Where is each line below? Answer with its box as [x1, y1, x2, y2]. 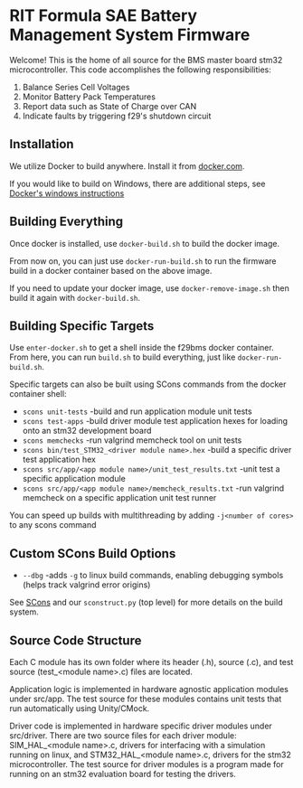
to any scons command [9, 520, 97, 530]
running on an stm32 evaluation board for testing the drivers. [9, 769, 237, 779]
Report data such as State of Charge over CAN [22, 100, 197, 111]
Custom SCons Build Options [9, 546, 176, 561]
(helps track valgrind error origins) [22, 579, 151, 590]
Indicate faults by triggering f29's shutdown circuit [22, 110, 212, 121]
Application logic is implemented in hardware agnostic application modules [9, 684, 289, 694]
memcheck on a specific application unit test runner [22, 492, 217, 503]
